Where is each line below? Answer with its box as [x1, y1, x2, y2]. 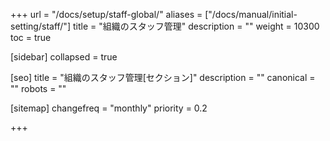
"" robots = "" [10, 83, 67, 94]
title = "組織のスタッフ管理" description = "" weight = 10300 [72, 20, 320, 32]
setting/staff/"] [10, 20, 71, 32]
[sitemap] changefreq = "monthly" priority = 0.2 [10, 102, 208, 114]
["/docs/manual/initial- [204, 9, 298, 20]
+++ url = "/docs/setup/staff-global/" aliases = [10, 9, 203, 20]
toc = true [10, 32, 52, 43]
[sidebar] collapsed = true [10, 51, 118, 63]
